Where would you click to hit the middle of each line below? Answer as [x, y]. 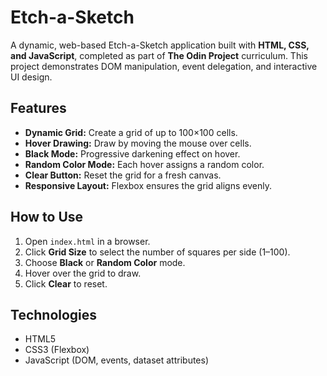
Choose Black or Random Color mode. [105, 262]
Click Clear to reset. [66, 283]
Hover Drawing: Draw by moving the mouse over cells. [138, 143]
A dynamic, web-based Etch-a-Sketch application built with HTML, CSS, [160, 45]
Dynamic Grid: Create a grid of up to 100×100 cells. [131, 132]
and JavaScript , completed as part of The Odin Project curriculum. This [159, 55]
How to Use [47, 217]
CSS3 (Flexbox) [57, 350]
